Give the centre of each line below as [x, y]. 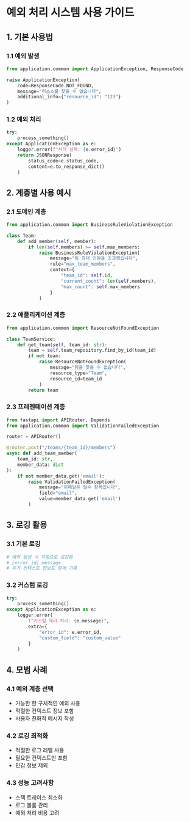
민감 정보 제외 [31, 766]
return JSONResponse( [44, 155]
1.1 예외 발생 [23, 56]
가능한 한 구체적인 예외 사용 [48, 703]
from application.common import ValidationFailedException [83, 426]
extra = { [38, 627]
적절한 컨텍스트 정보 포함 [44, 711]
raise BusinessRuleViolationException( [89, 253]
